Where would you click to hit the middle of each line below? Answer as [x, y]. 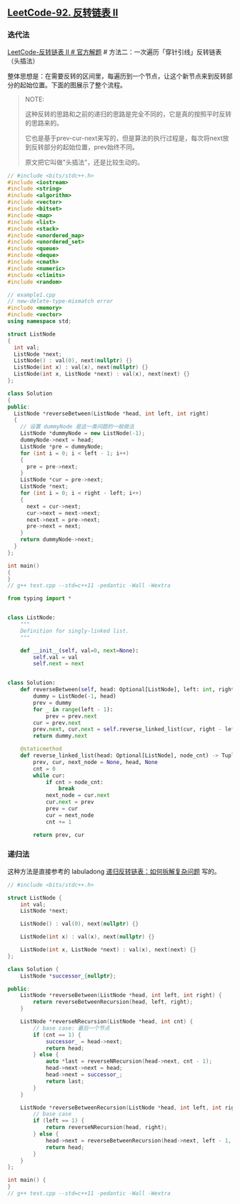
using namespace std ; [40, 321]
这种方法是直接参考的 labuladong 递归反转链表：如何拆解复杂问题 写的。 [114, 871]
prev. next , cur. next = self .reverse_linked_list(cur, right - [127, 729]
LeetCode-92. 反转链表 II [63, 13]
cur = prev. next [57, 723]
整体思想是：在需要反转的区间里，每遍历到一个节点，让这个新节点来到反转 [117, 76]
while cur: [49, 776]
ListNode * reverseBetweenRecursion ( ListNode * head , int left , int [121, 1108]
